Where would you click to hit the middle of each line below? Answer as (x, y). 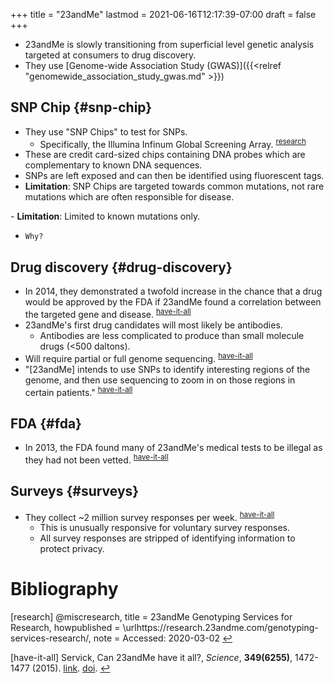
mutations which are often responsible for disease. (129, 197)
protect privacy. (72, 549)
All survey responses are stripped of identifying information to (167, 538)
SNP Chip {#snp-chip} (81, 107)
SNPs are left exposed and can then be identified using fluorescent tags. (174, 176)
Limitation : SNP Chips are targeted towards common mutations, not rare (174, 186)
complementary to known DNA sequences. (113, 165)
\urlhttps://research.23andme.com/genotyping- (220, 628)
